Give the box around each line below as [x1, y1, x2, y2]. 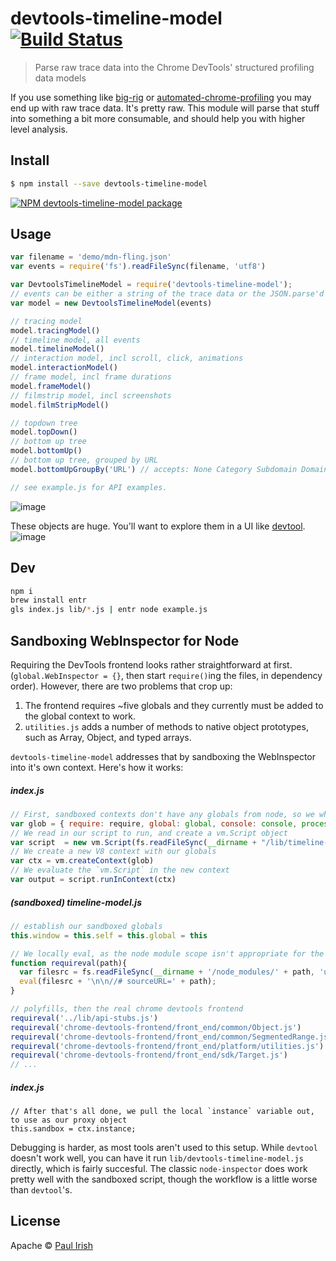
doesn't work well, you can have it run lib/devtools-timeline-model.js [10, 1152, 304, 1164]
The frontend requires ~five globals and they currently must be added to [24, 699, 324, 711]
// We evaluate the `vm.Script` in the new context [10, 865, 230, 876]
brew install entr [10, 595, 87, 606]
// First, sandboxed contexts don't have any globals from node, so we [10, 809, 315, 819]
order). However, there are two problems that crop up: [10, 680, 233, 692]
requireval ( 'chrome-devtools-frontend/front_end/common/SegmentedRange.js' [10, 1032, 333, 1042]
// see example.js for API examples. [10, 482, 168, 492]
